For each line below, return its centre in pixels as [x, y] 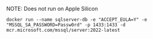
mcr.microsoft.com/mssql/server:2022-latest [63, 30]
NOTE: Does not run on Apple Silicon [52, 9]
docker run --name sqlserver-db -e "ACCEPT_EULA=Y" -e [77, 20]
